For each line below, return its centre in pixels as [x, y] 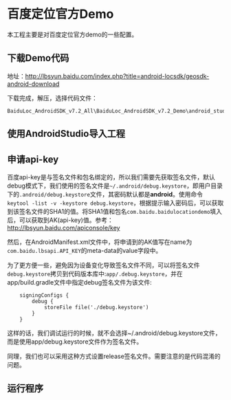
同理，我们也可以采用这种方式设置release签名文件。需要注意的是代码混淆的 [114, 356]
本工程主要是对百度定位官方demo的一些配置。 [73, 34]
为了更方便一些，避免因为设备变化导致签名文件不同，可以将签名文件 [103, 265]
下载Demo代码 [38, 58]
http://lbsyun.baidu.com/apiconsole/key [64, 227]
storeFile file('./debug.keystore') [96, 307]
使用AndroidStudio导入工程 [66, 134]
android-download [33, 84]
